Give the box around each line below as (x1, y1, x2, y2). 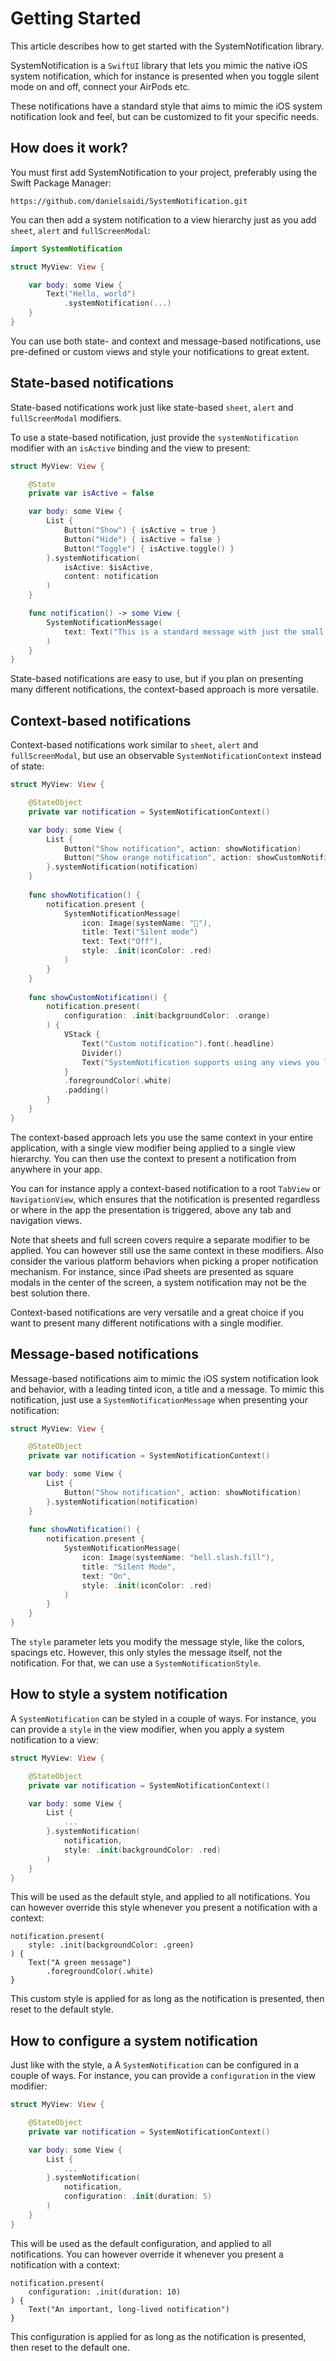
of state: (10, 760, 45, 772)
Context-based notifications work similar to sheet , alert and (10, 739, 259, 751)
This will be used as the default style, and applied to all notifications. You (10, 1891, 311, 1903)
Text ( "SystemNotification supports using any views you (81, 1057, 320, 1067)
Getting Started (10, 7, 142, 30)
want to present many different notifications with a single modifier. (10, 1317, 284, 1329)
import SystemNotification (10, 243, 123, 254)
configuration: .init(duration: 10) (28, 2287, 182, 2297)
